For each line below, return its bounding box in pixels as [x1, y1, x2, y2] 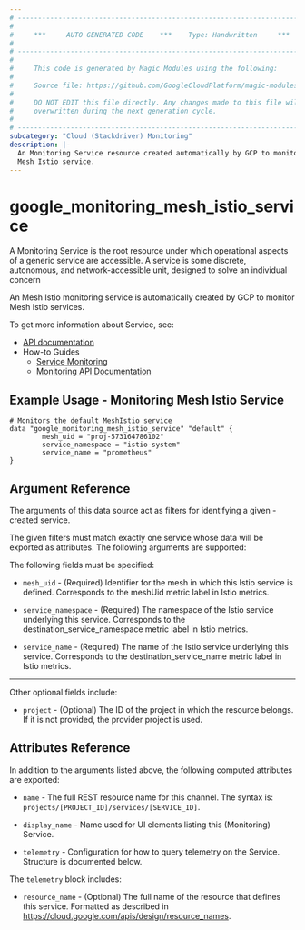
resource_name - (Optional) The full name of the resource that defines [22, 891, 281, 902]
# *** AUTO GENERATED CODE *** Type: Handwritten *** [9, 30, 290, 39]
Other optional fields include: [9, 687, 118, 698]
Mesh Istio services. [9, 302, 84, 313]
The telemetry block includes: [9, 874, 123, 885]
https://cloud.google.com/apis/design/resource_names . [22, 910, 231, 921]
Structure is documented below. [22, 855, 143, 866]
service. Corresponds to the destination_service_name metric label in [22, 651, 282, 662]
